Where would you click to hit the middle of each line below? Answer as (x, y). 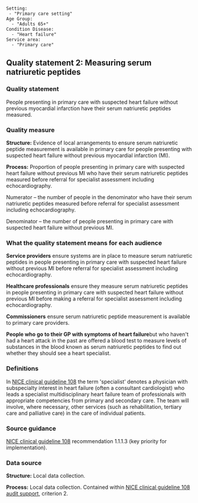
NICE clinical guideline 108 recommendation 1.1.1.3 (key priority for (87, 441)
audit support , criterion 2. (37, 494)
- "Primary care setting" (40, 14)
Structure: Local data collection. (46, 476)
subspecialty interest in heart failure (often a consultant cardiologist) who (95, 387)
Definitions (22, 369)
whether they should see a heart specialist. (59, 353)
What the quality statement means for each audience (84, 243)
